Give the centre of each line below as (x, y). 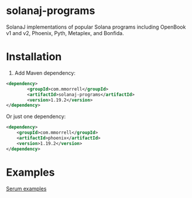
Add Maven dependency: (45, 73)
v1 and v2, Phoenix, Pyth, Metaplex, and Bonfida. (65, 33)
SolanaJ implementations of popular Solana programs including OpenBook (96, 27)
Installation (34, 57)
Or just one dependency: (36, 117)
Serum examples (26, 189)
